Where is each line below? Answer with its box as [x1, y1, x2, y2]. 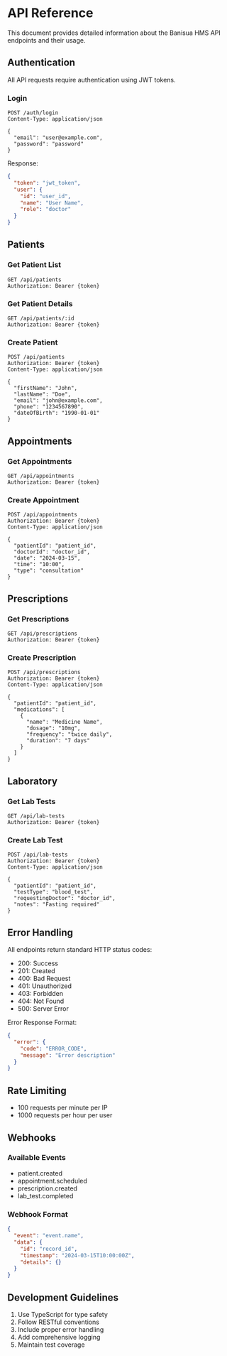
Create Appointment [7, 495, 79, 505]
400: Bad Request [17, 975, 71, 983]
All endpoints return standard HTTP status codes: [7, 945, 153, 954]
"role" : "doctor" [20, 206, 72, 213]
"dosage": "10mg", [26, 725, 81, 732]
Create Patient [7, 337, 58, 347]
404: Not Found [17, 997, 65, 1006]
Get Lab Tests [7, 796, 56, 806]
